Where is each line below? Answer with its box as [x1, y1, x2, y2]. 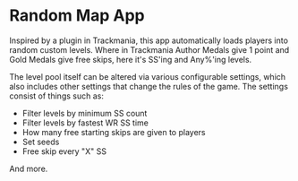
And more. [9, 163, 48, 174]
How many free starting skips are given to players [21, 126, 206, 137]
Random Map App [9, 5, 145, 26]
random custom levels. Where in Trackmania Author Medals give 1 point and [9, 44, 290, 55]
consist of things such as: [9, 90, 105, 101]
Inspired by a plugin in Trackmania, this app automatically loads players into [9, 35, 289, 46]
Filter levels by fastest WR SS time [21, 117, 149, 128]
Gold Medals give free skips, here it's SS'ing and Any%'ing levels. [9, 54, 252, 65]
